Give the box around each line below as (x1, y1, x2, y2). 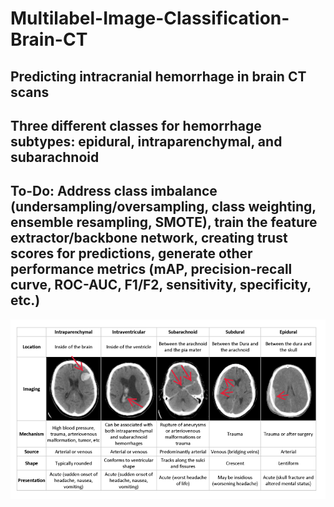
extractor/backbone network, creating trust (10, 230, 288, 247)
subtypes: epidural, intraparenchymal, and (10, 133, 283, 150)
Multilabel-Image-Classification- (10, 7, 290, 30)
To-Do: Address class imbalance (10, 183, 218, 200)
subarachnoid (10, 148, 100, 166)
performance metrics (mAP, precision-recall (10, 261, 293, 278)
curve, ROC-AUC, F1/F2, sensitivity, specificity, (10, 277, 312, 294)
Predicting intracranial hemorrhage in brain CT (10, 68, 307, 85)
